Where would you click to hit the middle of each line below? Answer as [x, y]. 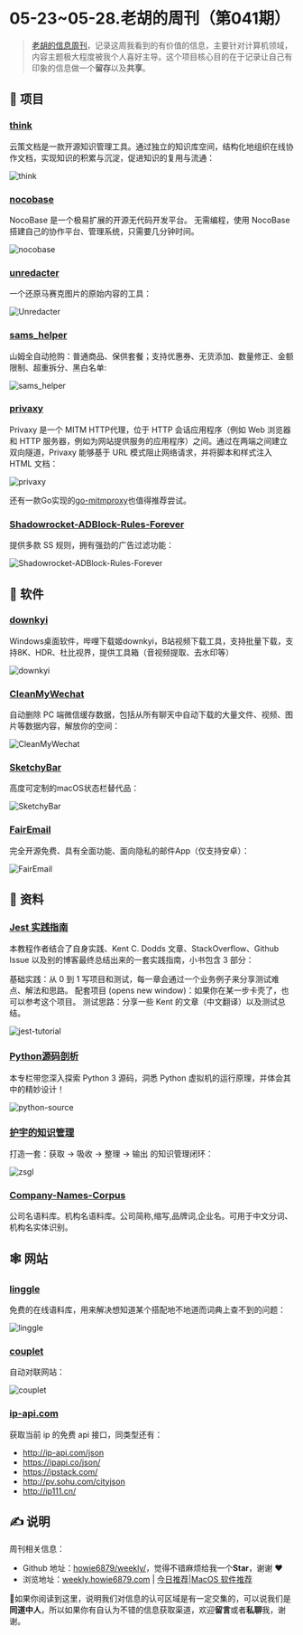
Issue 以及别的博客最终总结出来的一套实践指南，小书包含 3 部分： [132, 960]
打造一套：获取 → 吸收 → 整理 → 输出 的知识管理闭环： [111, 1153]
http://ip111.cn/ [49, 1491]
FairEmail [30, 830]
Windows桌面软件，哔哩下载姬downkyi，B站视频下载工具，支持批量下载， [147, 641]
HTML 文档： [34, 463]
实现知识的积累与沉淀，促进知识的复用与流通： [127, 157]
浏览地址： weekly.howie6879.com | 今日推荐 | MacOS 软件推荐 [137, 1580]
